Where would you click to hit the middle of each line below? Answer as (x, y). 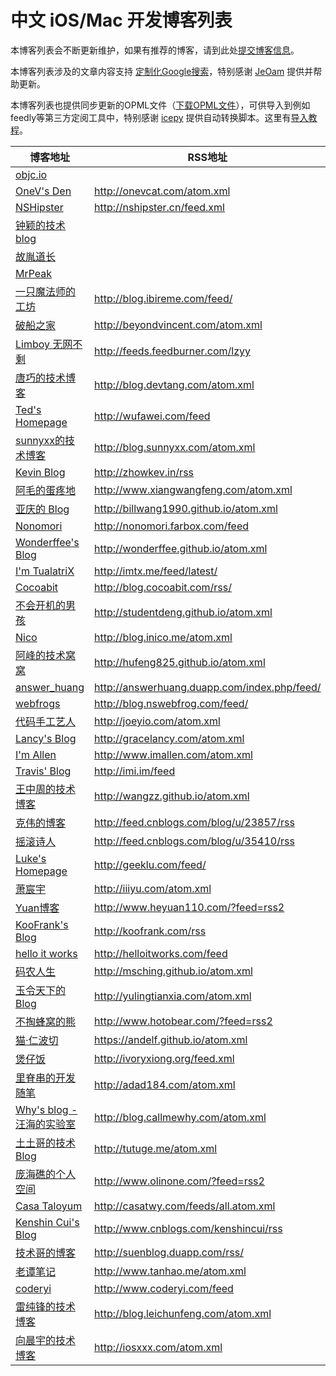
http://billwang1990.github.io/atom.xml (186, 508)
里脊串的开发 (46, 1078)
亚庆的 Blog (42, 509)
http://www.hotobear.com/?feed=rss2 (183, 1021)
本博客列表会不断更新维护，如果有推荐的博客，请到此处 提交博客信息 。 (155, 50)
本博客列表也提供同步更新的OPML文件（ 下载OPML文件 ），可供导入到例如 (160, 105)
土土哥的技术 (46, 1143)
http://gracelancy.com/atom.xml (169, 738)
